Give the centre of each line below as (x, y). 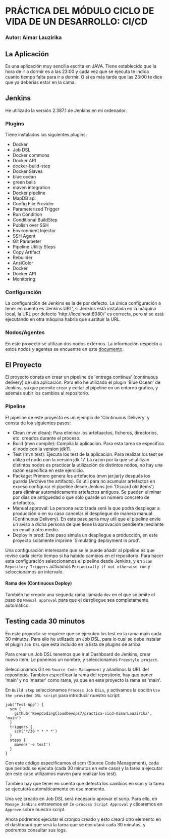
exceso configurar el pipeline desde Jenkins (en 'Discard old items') (83, 486)
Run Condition (27, 214)
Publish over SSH (31, 225)
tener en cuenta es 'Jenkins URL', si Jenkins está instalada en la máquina (81, 309)
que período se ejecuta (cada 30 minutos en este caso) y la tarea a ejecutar (84, 768)
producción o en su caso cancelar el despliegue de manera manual (82, 513)
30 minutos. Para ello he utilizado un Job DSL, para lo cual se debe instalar (83, 639)
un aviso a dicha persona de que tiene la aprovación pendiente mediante (88, 524)
